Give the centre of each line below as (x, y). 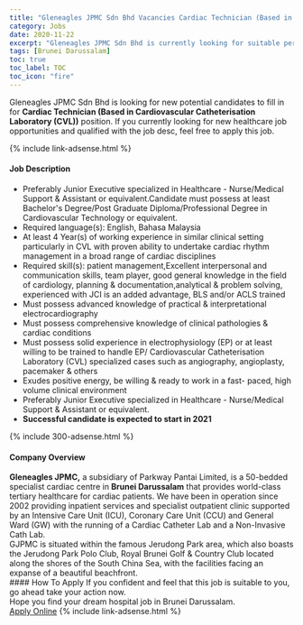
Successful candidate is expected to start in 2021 (117, 418)
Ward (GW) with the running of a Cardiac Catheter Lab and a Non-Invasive (147, 525)
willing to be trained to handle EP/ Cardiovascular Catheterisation (143, 352)
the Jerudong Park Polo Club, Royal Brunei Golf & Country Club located (142, 554)
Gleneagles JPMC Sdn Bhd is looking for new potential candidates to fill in (147, 102)
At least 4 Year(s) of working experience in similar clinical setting (143, 236)
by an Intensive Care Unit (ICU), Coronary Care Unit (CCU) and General (142, 516)
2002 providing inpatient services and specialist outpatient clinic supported (150, 506)
